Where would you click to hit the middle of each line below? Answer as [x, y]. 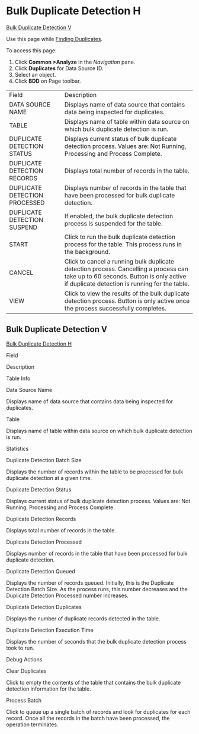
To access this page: [31, 50]
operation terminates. [32, 724]
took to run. [20, 648]
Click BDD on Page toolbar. [48, 81]
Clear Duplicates [26, 671]
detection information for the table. [49, 689]
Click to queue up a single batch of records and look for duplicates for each [98, 711]
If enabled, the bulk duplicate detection [119, 216]
